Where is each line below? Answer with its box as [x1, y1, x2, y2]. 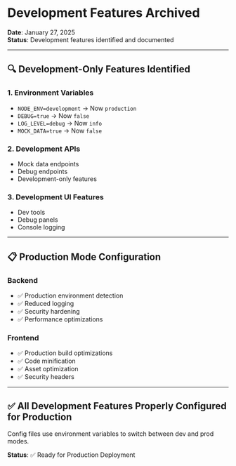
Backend [7, 275, 39, 285]
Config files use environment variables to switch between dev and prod [7, 430, 214, 438]
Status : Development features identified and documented [7, 35, 174, 44]
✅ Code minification [17, 357, 76, 366]
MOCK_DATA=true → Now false [17, 126, 103, 135]
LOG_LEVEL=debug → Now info [17, 119, 103, 127]
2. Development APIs [7, 144, 81, 154]
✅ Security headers [17, 373, 75, 381]
